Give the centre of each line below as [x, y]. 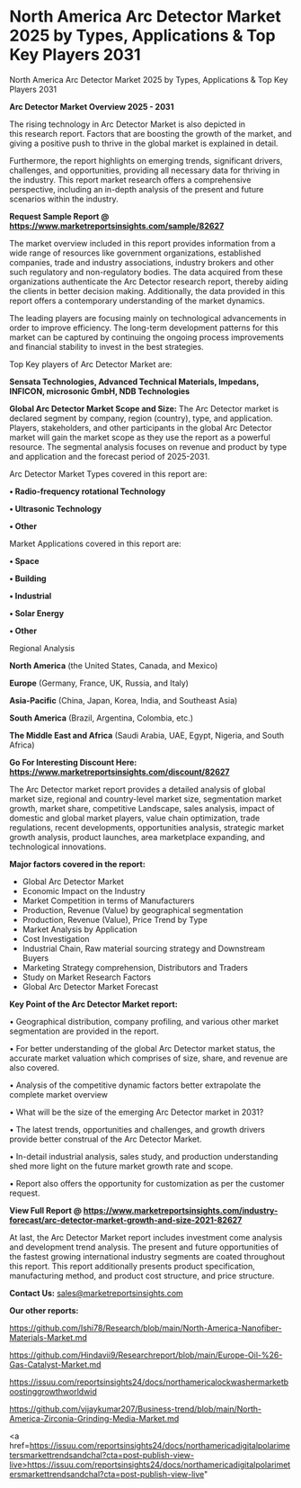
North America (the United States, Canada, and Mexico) [114, 665]
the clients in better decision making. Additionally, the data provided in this [147, 291]
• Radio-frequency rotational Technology [88, 491]
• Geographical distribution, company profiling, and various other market [144, 1021]
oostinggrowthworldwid [53, 1391]
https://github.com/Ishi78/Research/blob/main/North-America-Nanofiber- [146, 1328]
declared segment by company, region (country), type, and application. [141, 418]
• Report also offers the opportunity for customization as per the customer [147, 1183]
